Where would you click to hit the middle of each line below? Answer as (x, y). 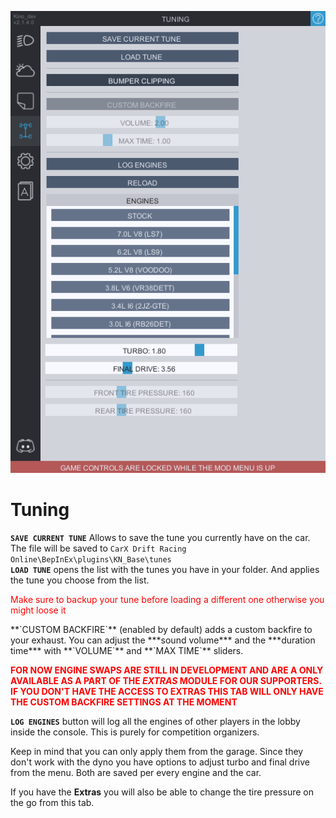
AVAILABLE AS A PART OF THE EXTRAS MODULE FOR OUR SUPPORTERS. (166, 681)
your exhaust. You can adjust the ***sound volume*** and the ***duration (163, 640)
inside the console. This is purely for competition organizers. (135, 732)
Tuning (40, 510)
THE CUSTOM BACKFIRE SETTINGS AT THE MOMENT (124, 702)
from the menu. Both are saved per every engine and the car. (136, 773)
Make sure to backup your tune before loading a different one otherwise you (167, 600)
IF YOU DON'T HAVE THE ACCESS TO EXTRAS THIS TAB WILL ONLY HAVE (167, 692)
